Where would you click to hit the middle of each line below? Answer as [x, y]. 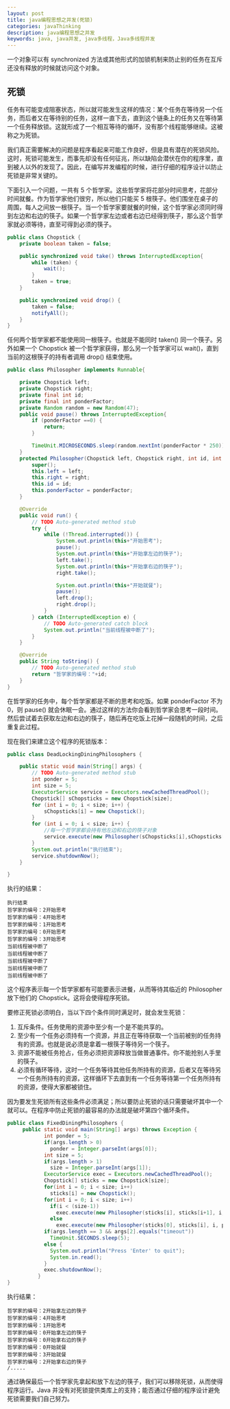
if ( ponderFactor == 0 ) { [67, 421]
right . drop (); [76, 604]
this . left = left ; [58, 471]
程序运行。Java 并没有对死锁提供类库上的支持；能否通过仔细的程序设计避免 [114, 1390]
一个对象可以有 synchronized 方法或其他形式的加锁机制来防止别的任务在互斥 [115, 60]
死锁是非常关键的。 [34, 175]
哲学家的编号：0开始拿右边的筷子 [47, 1340]
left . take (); [75, 560]
